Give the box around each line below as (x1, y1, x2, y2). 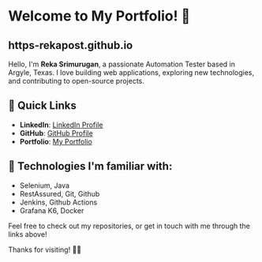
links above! (8, 229, 47, 239)
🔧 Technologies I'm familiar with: (8, 159, 173, 173)
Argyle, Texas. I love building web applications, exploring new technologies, (8, 68, 255, 77)
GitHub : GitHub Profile (19, 128, 93, 137)
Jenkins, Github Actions (19, 197, 98, 207)
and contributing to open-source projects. (8, 77, 144, 85)
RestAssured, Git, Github (19, 189, 100, 198)
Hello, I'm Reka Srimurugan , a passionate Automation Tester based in (8, 59, 235, 69)
